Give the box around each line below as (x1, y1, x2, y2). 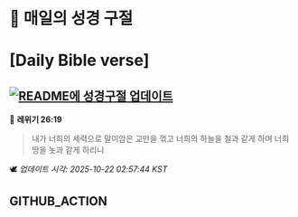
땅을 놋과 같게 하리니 (31, 145, 105, 156)
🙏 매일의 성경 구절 (9, 8, 134, 29)
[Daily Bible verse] (9, 51, 150, 71)
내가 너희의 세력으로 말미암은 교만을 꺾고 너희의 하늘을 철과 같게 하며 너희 (31, 133, 290, 145)
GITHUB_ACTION (9, 193, 108, 209)
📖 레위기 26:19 (9, 114, 62, 125)
